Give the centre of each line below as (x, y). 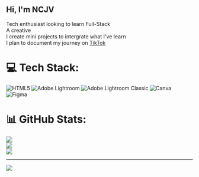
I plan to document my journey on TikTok (56, 42)
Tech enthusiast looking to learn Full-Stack (58, 24)
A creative (19, 30)
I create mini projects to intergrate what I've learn (66, 36)
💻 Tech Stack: (43, 68)
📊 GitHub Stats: (46, 119)
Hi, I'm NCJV (30, 10)
